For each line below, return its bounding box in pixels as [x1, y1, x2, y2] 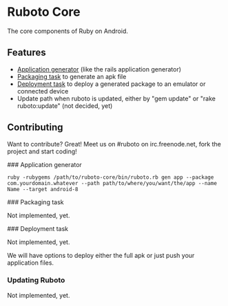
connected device [17, 87, 69, 95]
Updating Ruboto [7, 276, 65, 285]
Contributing [7, 122, 63, 133]
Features [7, 47, 46, 58]
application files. [7, 259, 54, 267]
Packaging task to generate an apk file [17, 72, 127, 80]
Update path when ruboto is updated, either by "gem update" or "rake [17, 94, 216, 102]
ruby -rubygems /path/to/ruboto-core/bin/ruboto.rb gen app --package [7, 173, 214, 181]
